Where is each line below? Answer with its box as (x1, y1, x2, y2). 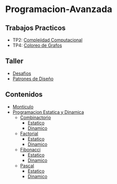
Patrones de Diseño (12, 76, 54, 82)
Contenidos (5, 90, 43, 99)
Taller (5, 57, 24, 66)
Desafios (12, 70, 31, 76)
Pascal (20, 162, 34, 168)
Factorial (20, 130, 39, 137)
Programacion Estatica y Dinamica (12, 109, 84, 115)
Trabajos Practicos (5, 24, 66, 32)
